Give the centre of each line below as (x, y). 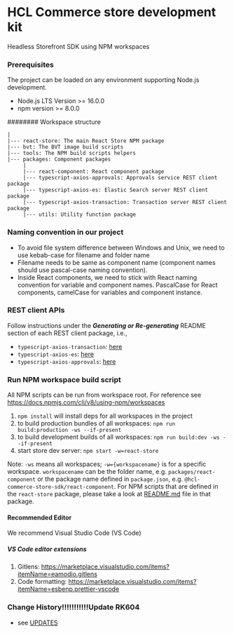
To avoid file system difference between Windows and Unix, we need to (121, 247)
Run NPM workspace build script (64, 379)
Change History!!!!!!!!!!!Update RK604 (74, 607)
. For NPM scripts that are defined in (166, 486)
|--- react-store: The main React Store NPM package (86, 141)
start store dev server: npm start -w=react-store (88, 451)
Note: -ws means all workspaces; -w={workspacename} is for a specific (107, 464)
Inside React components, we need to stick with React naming (107, 277)
